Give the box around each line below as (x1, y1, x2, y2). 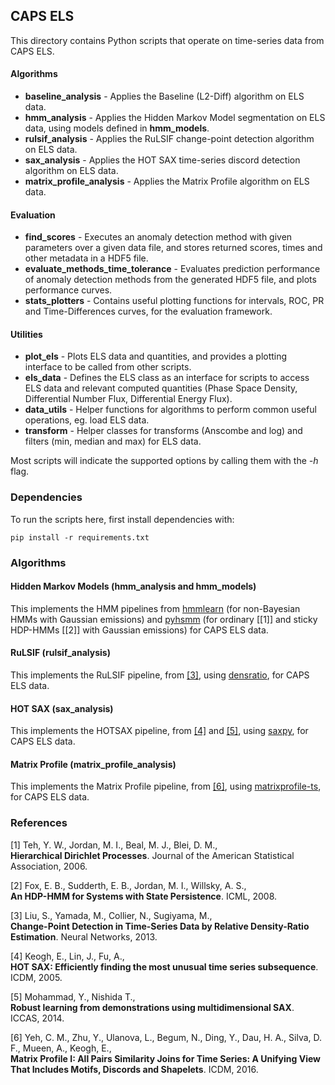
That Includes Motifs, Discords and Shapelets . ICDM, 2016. (10, 1063, 259, 1075)
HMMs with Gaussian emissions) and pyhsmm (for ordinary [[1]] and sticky (10, 613, 318, 625)
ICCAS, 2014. (10, 1012, 65, 1024)
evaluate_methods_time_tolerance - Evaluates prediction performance (24, 263, 321, 275)
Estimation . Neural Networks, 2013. (10, 930, 158, 943)
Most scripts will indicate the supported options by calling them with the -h (10, 455, 319, 467)
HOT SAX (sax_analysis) (10, 702, 114, 714)
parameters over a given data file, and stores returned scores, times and (24, 242, 323, 254)
